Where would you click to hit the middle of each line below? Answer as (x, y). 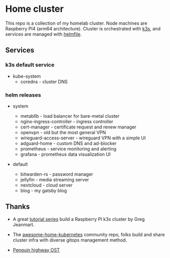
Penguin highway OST (36, 250)
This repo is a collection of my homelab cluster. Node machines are (76, 23)
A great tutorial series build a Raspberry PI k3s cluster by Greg (79, 219)
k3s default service (30, 65)
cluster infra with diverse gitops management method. (70, 240)
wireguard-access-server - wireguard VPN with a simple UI (83, 138)
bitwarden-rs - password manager (57, 174)
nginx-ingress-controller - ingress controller (67, 121)
